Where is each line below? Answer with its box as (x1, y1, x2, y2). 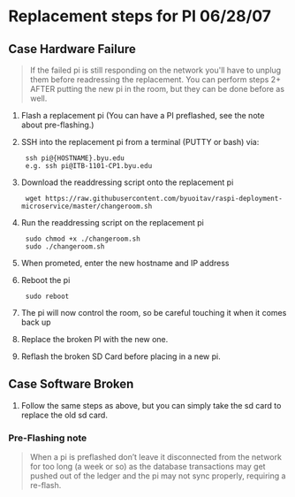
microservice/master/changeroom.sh (20, 202, 153, 210)
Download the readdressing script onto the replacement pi (20, 177, 234, 187)
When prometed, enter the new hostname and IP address (20, 258, 231, 268)
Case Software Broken (8, 377, 134, 392)
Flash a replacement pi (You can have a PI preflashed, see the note (20, 111, 265, 120)
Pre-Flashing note (8, 432, 87, 444)
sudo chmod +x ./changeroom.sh (25, 234, 140, 243)
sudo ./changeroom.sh (25, 242, 105, 251)
